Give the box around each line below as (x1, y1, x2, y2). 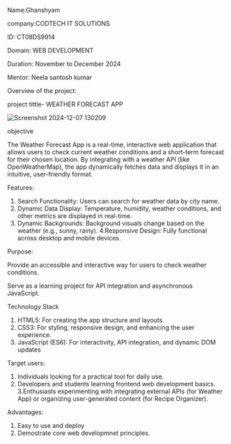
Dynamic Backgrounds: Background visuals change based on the (17, 219, 205, 227)
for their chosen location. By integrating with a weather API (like (7, 156, 190, 163)
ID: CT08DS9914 (7, 33, 56, 41)
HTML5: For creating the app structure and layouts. (17, 316, 165, 324)
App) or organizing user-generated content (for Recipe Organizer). (17, 395, 209, 402)
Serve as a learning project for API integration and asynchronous (7, 281, 193, 290)
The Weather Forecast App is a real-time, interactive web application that (7, 140, 217, 149)
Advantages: (7, 408, 44, 416)
